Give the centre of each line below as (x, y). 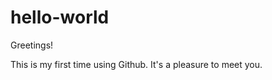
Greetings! (32, 45)
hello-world (60, 17)
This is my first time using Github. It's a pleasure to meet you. (136, 64)
